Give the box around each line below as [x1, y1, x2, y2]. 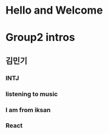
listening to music [5, 90, 58, 98]
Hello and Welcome [5, 4, 103, 17]
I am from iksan [5, 106, 51, 114]
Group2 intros [5, 31, 75, 44]
